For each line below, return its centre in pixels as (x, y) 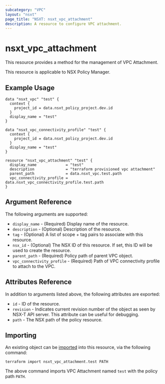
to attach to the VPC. (34, 266)
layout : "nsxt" (21, 14)
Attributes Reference (38, 282)
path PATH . (16, 376)
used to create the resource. (42, 250)
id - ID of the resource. (36, 303)
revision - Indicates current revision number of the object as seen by (84, 309)
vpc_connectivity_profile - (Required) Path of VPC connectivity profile (86, 261)
